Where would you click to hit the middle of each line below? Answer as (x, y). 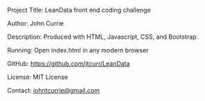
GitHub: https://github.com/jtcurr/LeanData (69, 64)
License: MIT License (37, 77)
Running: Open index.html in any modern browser (78, 50)
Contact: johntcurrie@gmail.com (54, 90)
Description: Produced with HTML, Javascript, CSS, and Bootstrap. (103, 37)
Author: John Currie (36, 23)
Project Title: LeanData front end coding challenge (79, 10)
